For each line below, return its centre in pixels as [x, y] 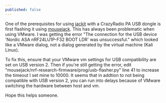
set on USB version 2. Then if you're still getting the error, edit [68, 65]
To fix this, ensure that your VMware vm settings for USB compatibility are [81, 59]
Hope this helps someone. [32, 95]
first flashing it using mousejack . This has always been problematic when [80, 29]
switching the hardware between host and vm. [53, 86]
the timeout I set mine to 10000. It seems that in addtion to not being [75, 75]
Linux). [12, 50]
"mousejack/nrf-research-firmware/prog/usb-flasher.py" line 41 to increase [82, 70]
